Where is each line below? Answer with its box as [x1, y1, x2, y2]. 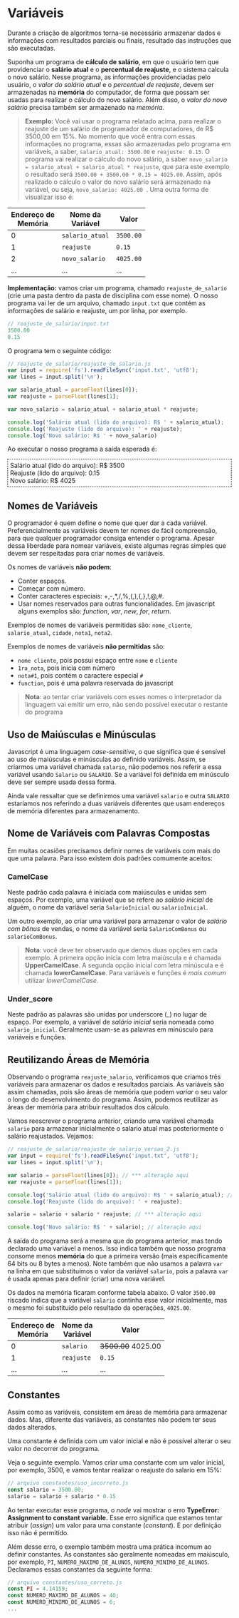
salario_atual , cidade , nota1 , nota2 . [7, 629, 112, 637]
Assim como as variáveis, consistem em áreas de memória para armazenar [7, 1408, 228, 1416]
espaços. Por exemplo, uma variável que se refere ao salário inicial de [7, 895, 213, 904]
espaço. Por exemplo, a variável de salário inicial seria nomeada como [7, 1018, 215, 1027]
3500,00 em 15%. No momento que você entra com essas [24, 132, 196, 141]
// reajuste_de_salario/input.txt [7, 320, 110, 327]
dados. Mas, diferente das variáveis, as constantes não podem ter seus [7, 1415, 217, 1424]
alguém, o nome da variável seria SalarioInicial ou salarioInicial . [7, 903, 208, 912]
